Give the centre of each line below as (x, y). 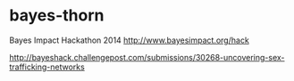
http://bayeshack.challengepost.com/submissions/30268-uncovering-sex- (147, 57)
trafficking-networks (47, 67)
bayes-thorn (57, 16)
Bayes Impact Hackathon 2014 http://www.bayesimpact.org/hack (130, 40)
